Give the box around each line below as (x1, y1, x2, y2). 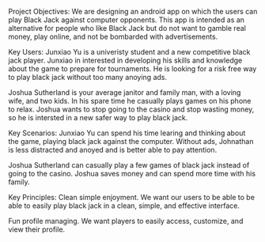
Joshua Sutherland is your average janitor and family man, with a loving (8, 88, 241, 97)
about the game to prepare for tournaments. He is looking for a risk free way (8, 64, 257, 74)
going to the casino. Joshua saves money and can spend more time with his (8, 169, 256, 178)
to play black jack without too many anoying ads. (8, 73, 168, 81)
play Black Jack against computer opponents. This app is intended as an (8, 15, 245, 25)
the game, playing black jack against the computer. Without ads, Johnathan (8, 137, 254, 146)
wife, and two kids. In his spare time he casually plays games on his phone (8, 96, 252, 105)
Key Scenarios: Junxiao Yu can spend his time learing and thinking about (8, 128, 246, 138)
